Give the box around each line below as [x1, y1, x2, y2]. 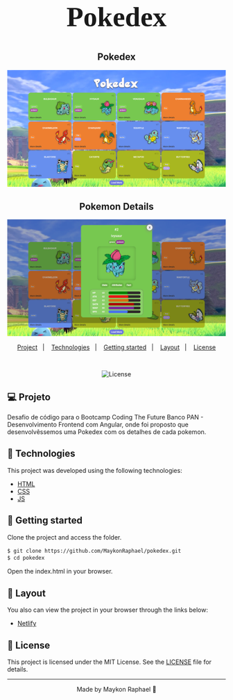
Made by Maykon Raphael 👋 [76, 685, 157, 693]
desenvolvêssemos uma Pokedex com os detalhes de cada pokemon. [7, 427, 207, 436]
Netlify [17, 619, 37, 628]
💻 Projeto [7, 391, 51, 403]
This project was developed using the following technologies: [7, 466, 182, 474]
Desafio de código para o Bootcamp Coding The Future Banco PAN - [7, 412, 204, 421]
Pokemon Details [79, 201, 154, 212]
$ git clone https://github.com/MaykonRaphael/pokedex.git [7, 547, 182, 554]
